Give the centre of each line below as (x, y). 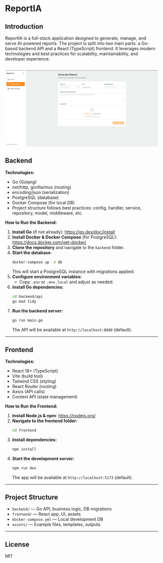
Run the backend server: (37, 311)
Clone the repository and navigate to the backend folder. (68, 247)
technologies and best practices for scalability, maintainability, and (72, 54)
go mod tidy (24, 302)
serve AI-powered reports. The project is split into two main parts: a (73, 43)
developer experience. (27, 59)
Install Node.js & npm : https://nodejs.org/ (54, 416)
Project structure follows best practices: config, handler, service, (77, 208)
